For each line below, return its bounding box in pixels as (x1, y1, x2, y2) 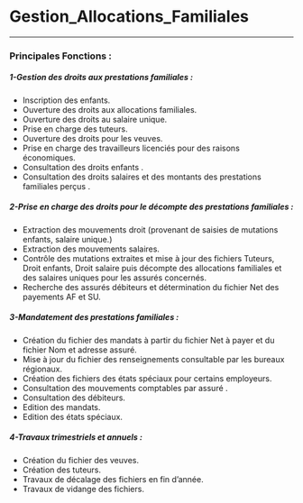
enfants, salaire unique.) (22, 233, 113, 244)
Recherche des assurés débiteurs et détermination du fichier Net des (22, 281, 280, 292)
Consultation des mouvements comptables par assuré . (22, 382, 228, 393)
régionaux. (22, 363, 63, 374)
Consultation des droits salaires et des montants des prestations (22, 171, 262, 182)
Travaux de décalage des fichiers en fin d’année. (22, 473, 205, 484)
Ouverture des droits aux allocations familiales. (22, 104, 197, 114)
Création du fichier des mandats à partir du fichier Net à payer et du (22, 334, 275, 345)
